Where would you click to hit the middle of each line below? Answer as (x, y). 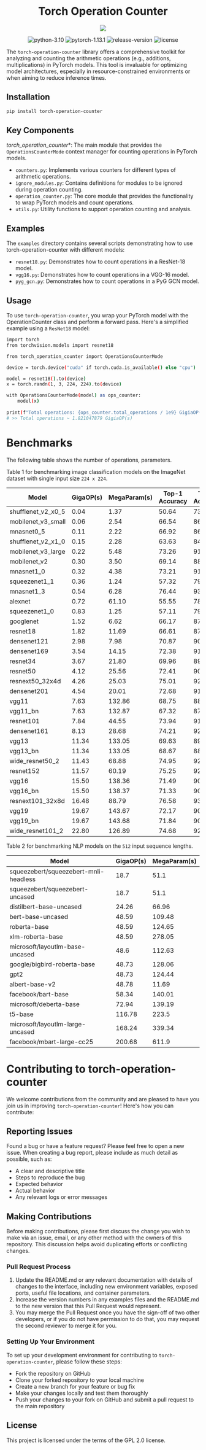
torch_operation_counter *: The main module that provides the (84, 145)
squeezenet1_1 (32, 581)
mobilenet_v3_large (37, 551)
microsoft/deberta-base (44, 1004)
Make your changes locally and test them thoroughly (82, 1393)
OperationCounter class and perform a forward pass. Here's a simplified (97, 322)
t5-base (21, 1014)
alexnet (20, 601)
